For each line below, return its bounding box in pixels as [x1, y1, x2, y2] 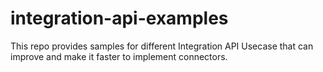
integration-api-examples [10, 7, 229, 30]
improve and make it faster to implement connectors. [10, 50, 228, 62]
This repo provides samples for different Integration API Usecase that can [10, 40, 314, 52]
